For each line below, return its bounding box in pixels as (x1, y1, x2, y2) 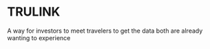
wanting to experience (7, 33, 71, 42)
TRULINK (7, 4, 61, 20)
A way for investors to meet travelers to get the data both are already (7, 27, 203, 35)
